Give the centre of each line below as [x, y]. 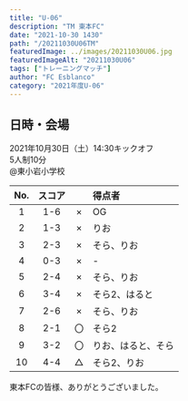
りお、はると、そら [133, 345]
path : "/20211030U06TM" [54, 43]
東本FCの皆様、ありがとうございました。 [86, 387]
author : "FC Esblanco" [52, 77]
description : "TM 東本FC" [57, 26]
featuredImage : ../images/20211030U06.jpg [91, 52]
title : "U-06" [36, 18]
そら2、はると [123, 294]
